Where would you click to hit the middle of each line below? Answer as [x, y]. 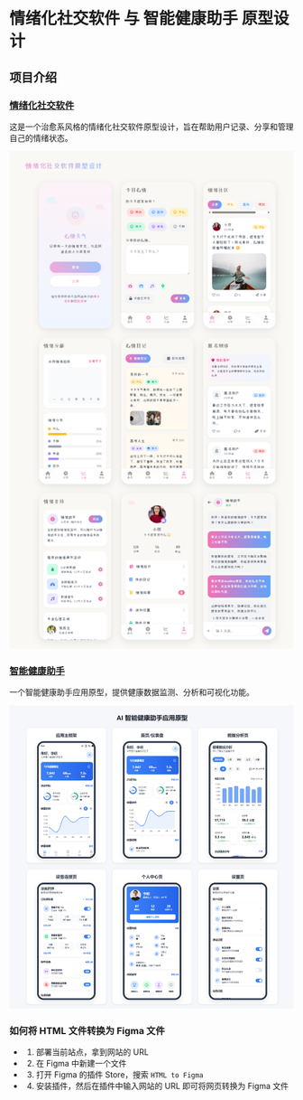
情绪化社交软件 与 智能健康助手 [124, 19]
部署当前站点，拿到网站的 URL [92, 1052]
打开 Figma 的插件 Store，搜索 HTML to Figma [119, 1075]
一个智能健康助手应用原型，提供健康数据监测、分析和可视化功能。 [132, 691]
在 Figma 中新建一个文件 [81, 1064]
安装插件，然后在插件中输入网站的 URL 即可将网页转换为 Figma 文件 [162, 1086]
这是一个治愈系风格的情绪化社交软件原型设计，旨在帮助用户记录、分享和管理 [151, 127]
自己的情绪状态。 [41, 137]
